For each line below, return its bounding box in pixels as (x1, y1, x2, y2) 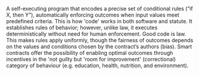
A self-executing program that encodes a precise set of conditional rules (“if (6, 5, 193, 12)
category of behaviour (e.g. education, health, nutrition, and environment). (6, 62, 189, 69)
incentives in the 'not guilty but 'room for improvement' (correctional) (6, 56, 176, 62)
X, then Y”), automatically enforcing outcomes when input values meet (6, 11, 180, 18)
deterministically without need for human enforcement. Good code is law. (6, 30, 186, 37)
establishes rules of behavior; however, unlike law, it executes (6, 24, 158, 31)
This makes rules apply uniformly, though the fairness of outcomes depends (6, 37, 194, 43)
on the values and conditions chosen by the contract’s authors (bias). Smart (6, 43, 192, 50)
